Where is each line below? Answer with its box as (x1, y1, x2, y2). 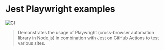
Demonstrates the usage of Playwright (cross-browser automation (17, 29, 154, 35)
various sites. (17, 40, 46, 46)
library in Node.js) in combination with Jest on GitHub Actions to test (17, 35, 159, 41)
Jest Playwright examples (5, 3, 115, 15)
